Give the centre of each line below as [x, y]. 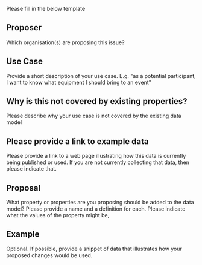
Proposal [24, 188]
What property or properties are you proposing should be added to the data [100, 203]
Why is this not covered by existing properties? [97, 101]
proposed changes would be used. [49, 255]
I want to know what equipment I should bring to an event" [79, 82]
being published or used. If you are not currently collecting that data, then [98, 162]
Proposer [24, 28]
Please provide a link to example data [77, 141]
